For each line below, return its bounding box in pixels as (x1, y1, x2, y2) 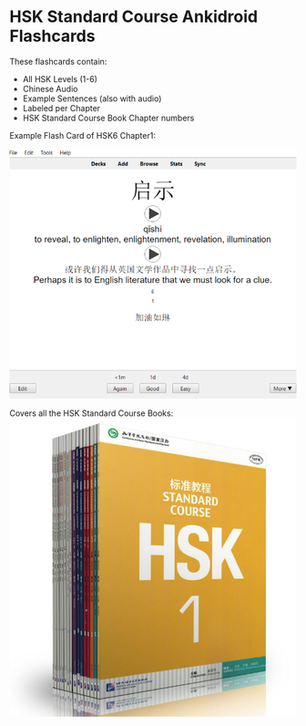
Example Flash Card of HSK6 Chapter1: (9, 130, 157, 140)
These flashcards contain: (9, 56, 107, 67)
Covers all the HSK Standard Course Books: (9, 408, 174, 419)
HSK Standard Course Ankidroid (9, 6, 258, 27)
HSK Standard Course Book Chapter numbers (22, 112, 195, 123)
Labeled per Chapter (22, 102, 101, 113)
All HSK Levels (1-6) (22, 73, 98, 84)
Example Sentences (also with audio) (22, 93, 162, 104)
